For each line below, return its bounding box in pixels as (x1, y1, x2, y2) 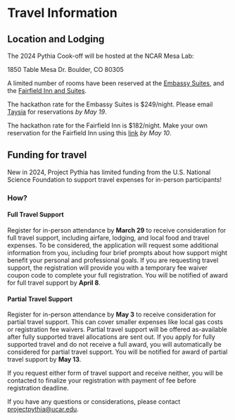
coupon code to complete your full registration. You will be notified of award (7, 271, 229, 279)
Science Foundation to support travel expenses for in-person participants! (7, 175, 222, 184)
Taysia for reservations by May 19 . (7, 108, 107, 116)
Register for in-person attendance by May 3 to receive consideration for (7, 310, 217, 319)
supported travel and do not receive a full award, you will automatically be (7, 340, 222, 349)
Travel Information (7, 5, 118, 21)
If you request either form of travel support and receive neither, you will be (7, 369, 223, 378)
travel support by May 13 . (7, 355, 82, 364)
